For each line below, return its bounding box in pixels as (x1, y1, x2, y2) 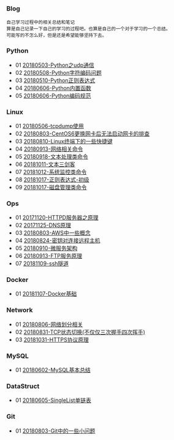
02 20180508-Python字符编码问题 (15, 69, 102, 76)
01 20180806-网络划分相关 (15, 321, 83, 328)
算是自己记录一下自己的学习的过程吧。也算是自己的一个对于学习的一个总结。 (6, 26, 171, 32)
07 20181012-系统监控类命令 (15, 168, 87, 175)
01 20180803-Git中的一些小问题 (15, 427, 96, 434)
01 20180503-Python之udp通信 (15, 61, 95, 69)
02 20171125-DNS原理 (15, 222, 72, 229)
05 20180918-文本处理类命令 (15, 153, 88, 160)
